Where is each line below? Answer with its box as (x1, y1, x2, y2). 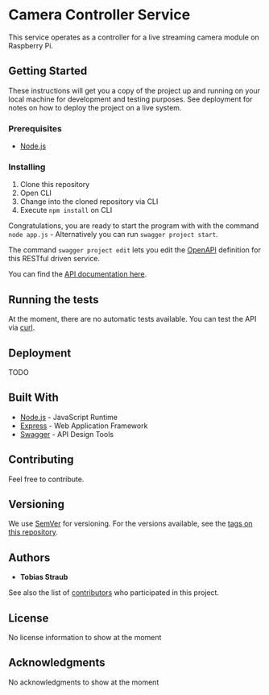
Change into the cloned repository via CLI (19, 197, 159, 206)
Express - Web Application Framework (19, 421, 148, 431)
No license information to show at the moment (8, 633, 162, 643)
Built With (8, 391, 59, 405)
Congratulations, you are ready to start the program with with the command (8, 221, 259, 231)
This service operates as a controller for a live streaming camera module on (8, 32, 259, 42)
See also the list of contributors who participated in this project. (8, 588, 220, 597)
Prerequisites (8, 123, 62, 134)
